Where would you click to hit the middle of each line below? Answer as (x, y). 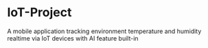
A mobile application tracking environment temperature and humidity (104, 31)
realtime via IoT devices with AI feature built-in (73, 38)
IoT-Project (39, 13)
